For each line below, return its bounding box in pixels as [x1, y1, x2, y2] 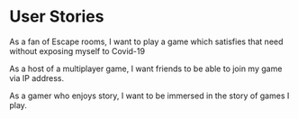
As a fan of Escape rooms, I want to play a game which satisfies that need [9, 36, 284, 47]
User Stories [9, 6, 104, 27]
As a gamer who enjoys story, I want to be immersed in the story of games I [9, 90, 290, 101]
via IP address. [9, 72, 65, 83]
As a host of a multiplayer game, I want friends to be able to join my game [9, 63, 283, 74]
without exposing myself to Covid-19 [9, 45, 146, 56]
